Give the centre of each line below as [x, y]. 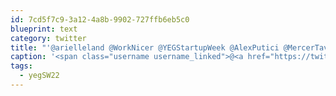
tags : [21, 66]
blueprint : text [44, 29]
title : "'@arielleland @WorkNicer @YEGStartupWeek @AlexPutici [145, 47]
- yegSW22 [39, 76]
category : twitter [48, 38]
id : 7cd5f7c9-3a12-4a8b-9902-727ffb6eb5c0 [100, 19]
